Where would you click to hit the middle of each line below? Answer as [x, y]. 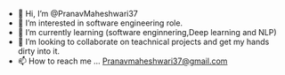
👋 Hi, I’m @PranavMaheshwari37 [77, 14]
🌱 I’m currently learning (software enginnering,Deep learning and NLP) [147, 32]
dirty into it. [39, 51]
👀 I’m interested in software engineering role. [100, 23]
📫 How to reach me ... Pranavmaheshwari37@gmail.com [122, 61]
